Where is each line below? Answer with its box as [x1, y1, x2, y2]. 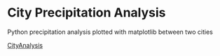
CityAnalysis [7, 41, 43, 49]
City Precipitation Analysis [7, 5, 166, 21]
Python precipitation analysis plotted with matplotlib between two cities [7, 28, 214, 36]
